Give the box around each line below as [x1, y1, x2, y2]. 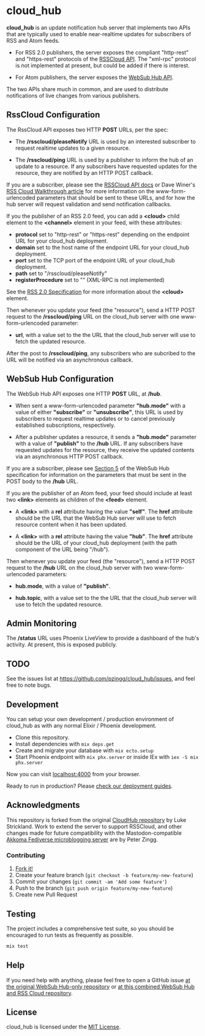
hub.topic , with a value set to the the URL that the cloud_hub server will [15, 594, 197, 601]
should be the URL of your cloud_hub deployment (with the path [15, 539, 177, 546]
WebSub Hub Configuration [6, 374, 114, 384]
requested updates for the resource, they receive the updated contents [15, 446, 195, 453]
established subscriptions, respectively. [15, 421, 116, 429]
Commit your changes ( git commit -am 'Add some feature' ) [15, 878, 167, 886]
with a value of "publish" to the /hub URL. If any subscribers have [15, 440, 183, 447]
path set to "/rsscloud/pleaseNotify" [15, 270, 108, 277]
